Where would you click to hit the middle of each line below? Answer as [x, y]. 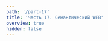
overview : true [25, 23]
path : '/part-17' [28, 12]
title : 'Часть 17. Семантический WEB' [55, 17]
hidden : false [24, 29]
